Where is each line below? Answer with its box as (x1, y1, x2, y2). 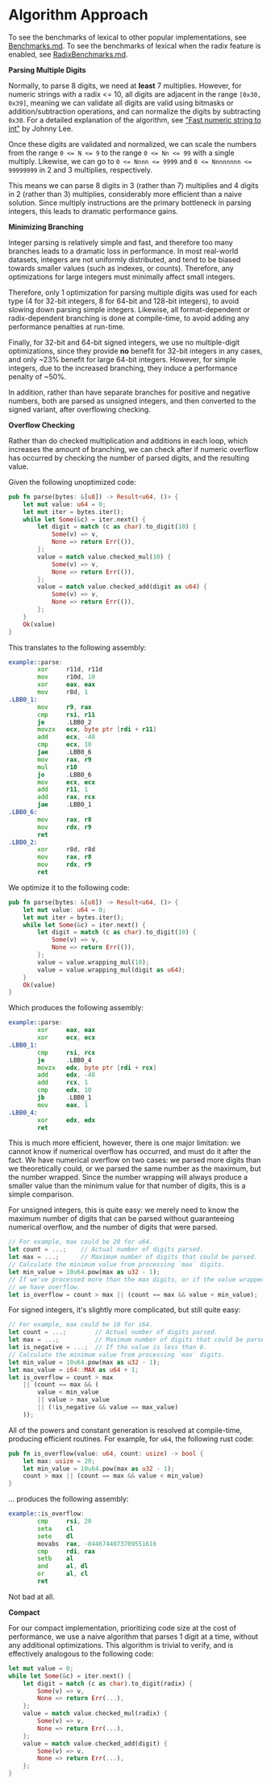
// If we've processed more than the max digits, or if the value (8, 1275, 236, 1284)
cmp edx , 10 (37, 1086, 92, 1094)
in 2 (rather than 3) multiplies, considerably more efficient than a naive (8, 189, 242, 199)
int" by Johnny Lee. (8, 123, 73, 133)
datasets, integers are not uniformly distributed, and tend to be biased (8, 254, 241, 264)
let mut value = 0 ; (8, 1664, 74, 1672)
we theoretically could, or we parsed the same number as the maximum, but (8, 1164, 261, 1173)
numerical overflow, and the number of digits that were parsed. (8, 1223, 218, 1232)
